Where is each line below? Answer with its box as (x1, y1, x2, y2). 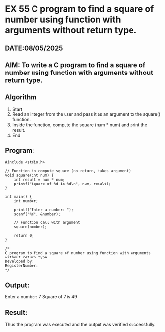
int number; (14, 198, 38, 203)
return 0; (14, 233, 34, 238)
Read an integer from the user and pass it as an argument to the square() (12, 111, 161, 117)
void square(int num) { (5, 173, 54, 178)
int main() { (5, 194, 32, 199)
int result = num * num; (14, 177, 65, 182)
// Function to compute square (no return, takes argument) (5, 168, 132, 173)
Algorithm (5, 93, 37, 102)
